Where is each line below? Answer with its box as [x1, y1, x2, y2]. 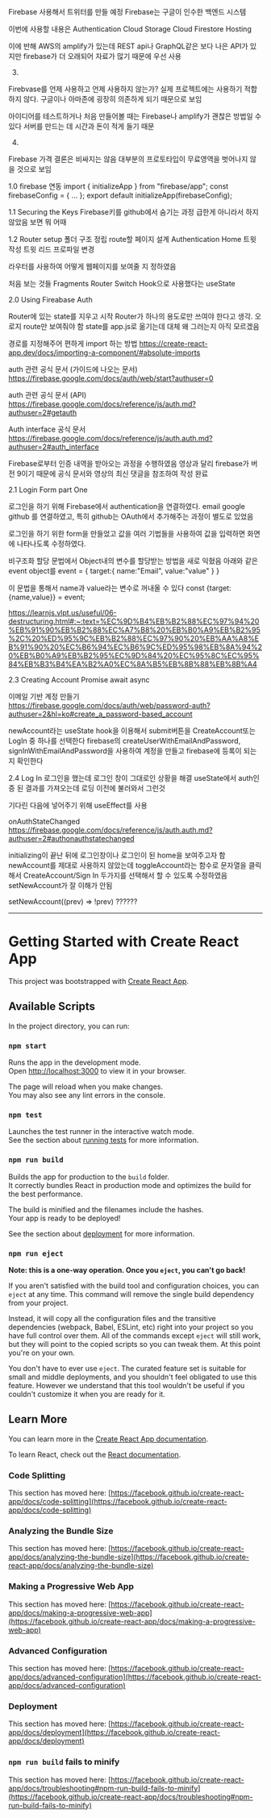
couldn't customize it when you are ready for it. [8, 1389, 165, 1399]
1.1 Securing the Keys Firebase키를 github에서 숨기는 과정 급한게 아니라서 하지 [8, 207, 260, 216]
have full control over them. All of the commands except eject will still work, [8, 1330, 261, 1341]
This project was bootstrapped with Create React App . [8, 976, 190, 986]
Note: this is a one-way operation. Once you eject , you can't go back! [8, 1265, 246, 1274]
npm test [8, 1110, 43, 1120]
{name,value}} [8, 592, 56, 602]
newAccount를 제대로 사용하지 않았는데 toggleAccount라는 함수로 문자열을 [8, 861, 248, 869]
